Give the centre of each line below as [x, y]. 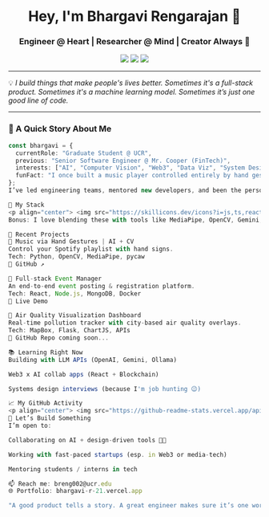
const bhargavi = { [41, 145]
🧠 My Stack [26, 205]
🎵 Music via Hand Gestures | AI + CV [71, 242]
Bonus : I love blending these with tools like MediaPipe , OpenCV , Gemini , [136, 220]
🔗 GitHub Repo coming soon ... [59, 338]
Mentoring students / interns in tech [73, 469]
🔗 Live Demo [28, 301]
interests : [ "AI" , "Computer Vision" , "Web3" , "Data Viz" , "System [130, 168]
